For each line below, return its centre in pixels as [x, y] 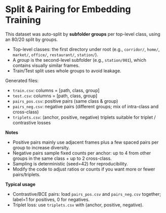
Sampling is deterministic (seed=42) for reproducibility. [70, 163]
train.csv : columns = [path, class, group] [56, 90]
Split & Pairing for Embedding [68, 9]
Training [23, 20]
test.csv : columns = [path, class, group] [55, 96]
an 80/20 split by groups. [32, 39]
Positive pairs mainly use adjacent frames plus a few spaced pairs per [86, 142]
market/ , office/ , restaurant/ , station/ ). [55, 55]
